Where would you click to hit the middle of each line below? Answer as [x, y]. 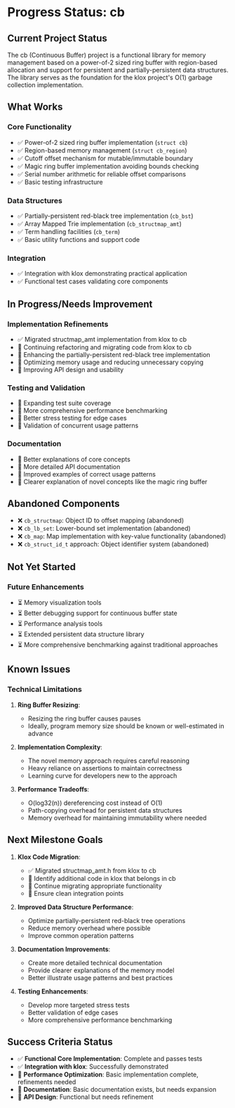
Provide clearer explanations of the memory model [101, 970]
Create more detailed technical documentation [95, 962]
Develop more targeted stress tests [79, 1005]
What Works [35, 107]
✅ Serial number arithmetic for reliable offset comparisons [102, 174]
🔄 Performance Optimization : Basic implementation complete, [108, 1075]
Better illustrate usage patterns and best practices [100, 977]
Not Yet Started [41, 567]
